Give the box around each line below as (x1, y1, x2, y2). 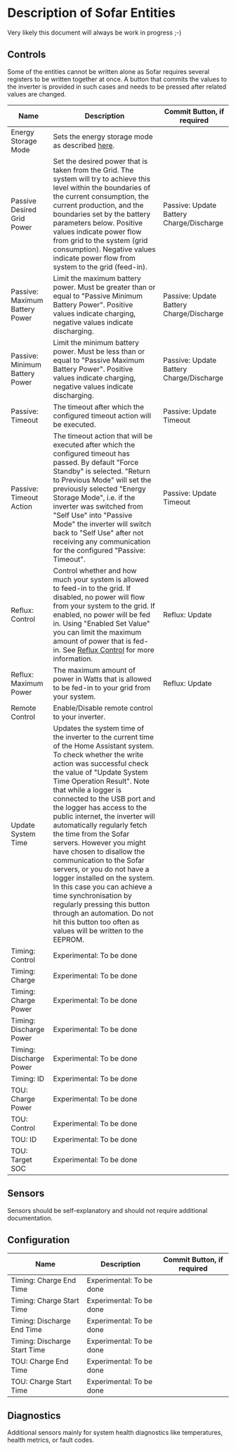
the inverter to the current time (53, 732, 155, 742)
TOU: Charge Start (11, 1377, 72, 1387)
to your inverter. (53, 711, 106, 721)
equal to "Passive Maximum (53, 355, 145, 365)
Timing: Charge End (11, 1276, 77, 1285)
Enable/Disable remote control (53, 703, 153, 713)
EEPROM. (53, 935, 84, 945)
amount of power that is (53, 636, 132, 646)
